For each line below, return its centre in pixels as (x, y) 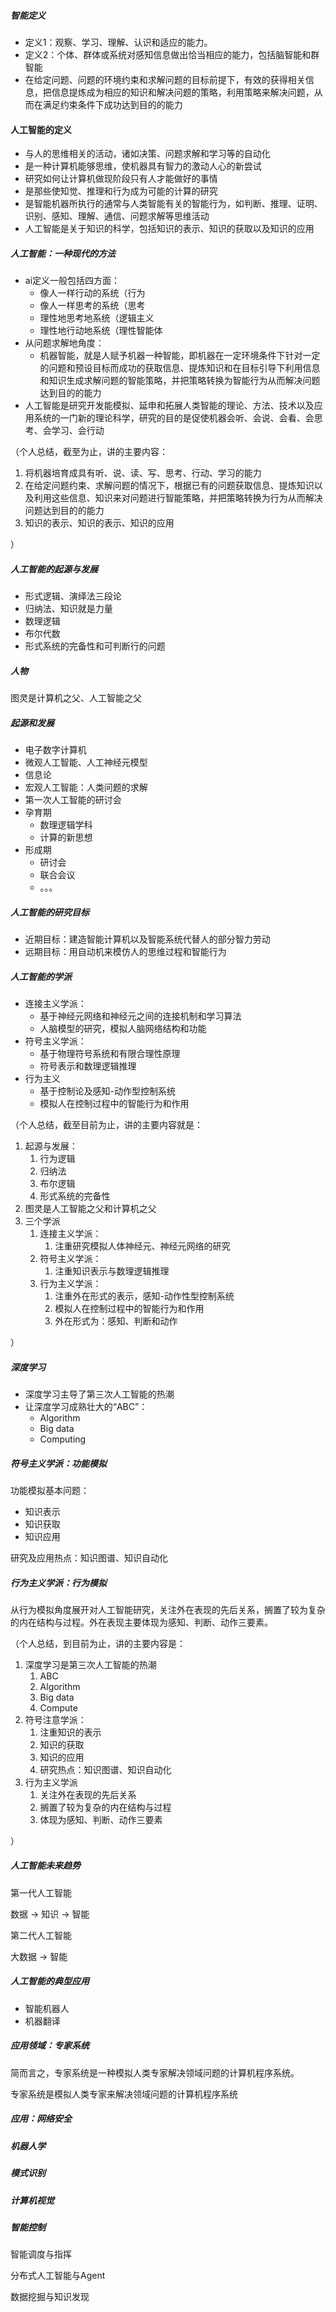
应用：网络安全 (41, 2119)
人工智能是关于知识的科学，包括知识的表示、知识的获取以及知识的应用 (169, 229)
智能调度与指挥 (41, 2254)
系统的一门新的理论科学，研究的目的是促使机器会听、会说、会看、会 (174, 418)
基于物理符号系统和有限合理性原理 (110, 1053)
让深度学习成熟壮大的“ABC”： (86, 1406)
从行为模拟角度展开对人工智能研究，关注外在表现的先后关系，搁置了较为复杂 (168, 1609)
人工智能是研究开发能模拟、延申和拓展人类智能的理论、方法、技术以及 (169, 406)
